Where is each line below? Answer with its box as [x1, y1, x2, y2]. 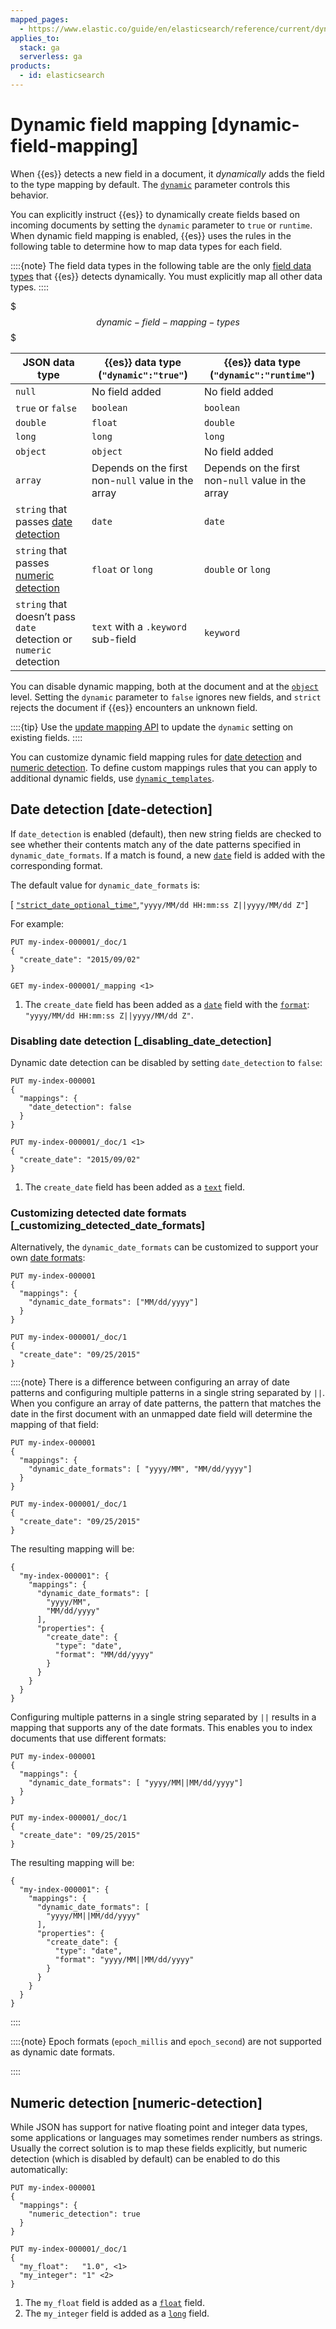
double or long [203, 562, 271, 576]
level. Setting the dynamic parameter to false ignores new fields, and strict [10, 691, 322, 703]
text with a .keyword [91, 619, 187, 633]
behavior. [10, 189, 49, 201]
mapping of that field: [10, 1419, 99, 1431]
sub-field [91, 632, 137, 646]
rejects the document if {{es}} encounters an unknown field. [10, 701, 258, 713]
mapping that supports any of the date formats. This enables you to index [10, 1722, 313, 1734]
